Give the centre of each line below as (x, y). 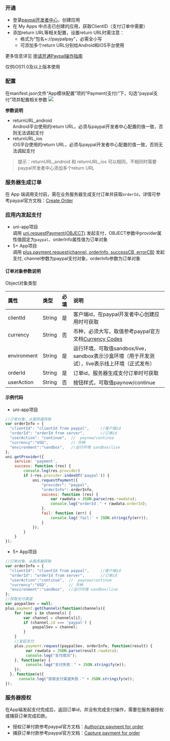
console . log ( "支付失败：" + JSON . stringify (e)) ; (76, 665)
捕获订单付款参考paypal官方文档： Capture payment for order (76, 733)
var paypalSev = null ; (29, 604)
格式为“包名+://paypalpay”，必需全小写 (61, 39)
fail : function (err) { (67, 513)
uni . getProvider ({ (25, 457)
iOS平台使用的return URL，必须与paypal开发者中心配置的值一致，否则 (86, 144)
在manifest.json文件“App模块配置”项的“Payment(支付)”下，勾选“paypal (79, 93)
